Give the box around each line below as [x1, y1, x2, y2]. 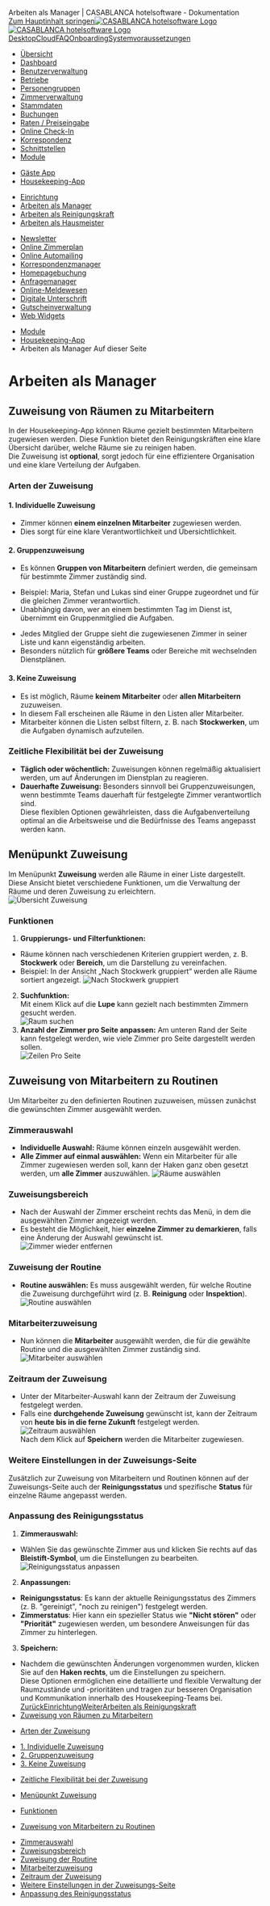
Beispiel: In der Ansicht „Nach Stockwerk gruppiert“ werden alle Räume [19, 966, 258, 976]
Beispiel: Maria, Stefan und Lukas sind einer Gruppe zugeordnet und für [19, 587, 260, 598]
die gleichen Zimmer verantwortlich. [19, 596, 140, 606]
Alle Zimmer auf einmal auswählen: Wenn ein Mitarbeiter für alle [19, 1152, 238, 1161]
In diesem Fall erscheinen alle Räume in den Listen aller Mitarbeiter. [19, 708, 244, 718]
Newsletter [19, 234, 57, 243]
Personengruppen [19, 83, 81, 93]
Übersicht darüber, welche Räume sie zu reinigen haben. [8, 443, 197, 452]
